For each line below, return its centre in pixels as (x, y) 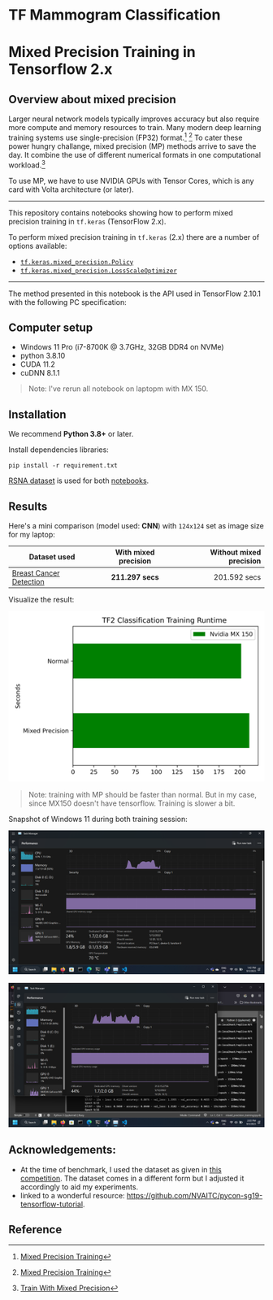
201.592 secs (238, 577)
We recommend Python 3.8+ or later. (71, 434)
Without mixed (236, 552)
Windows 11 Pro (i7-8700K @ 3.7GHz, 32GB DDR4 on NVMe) (122, 347)
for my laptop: (32, 534)
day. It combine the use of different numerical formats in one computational (135, 154)
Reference (35, 1230)
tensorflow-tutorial (52, 1204)
